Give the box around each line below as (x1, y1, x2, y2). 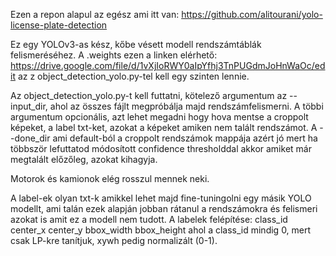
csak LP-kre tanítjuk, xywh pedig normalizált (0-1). (10, 235, 218, 246)
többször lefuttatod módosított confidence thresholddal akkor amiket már (10, 143, 312, 154)
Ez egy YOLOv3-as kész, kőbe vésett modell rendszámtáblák (10, 39, 262, 50)
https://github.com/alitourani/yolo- (181, 9, 323, 20)
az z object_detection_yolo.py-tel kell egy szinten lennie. (17, 70, 250, 82)
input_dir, (10, 100, 48, 112)
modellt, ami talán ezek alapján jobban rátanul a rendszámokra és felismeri (10, 203, 318, 214)
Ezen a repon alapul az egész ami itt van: (10, 9, 180, 20)
